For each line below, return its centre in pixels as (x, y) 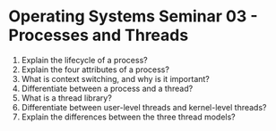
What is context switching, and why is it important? (115, 78)
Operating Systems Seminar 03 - (133, 16)
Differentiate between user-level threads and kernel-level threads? (144, 107)
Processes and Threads (99, 35)
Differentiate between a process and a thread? (107, 88)
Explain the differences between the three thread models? (128, 117)
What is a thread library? (67, 98)
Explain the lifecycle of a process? (85, 60)
